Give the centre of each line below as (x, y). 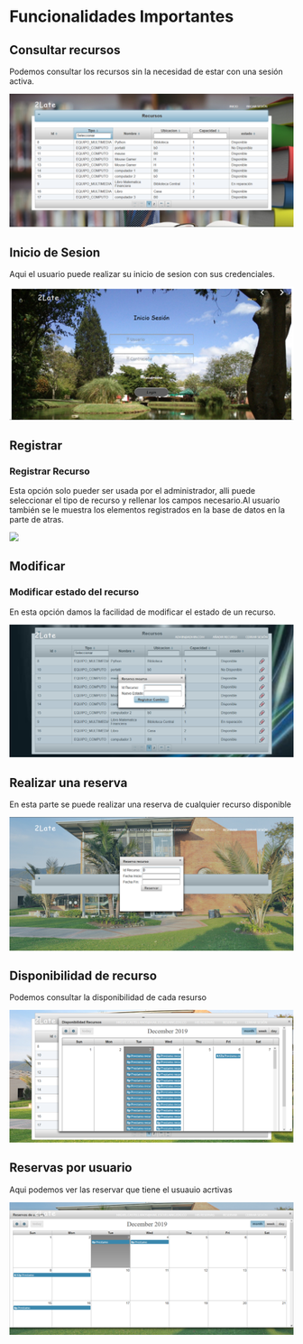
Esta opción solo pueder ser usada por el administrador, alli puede (132, 491)
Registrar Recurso (50, 471)
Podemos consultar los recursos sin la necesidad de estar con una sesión (146, 71)
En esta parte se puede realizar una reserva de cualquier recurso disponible (150, 804)
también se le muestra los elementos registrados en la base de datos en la (147, 510)
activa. (22, 81)
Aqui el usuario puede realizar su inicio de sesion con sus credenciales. (142, 274)
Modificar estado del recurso (74, 592)
